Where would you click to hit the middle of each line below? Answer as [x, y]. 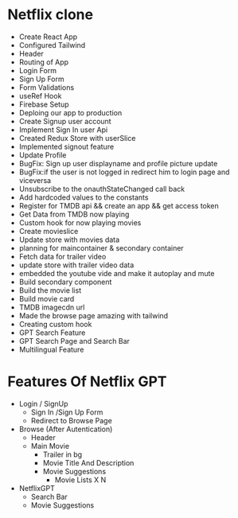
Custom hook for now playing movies [80, 222]
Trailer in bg [62, 454]
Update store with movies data [69, 240]
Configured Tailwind [52, 45]
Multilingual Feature [51, 349]
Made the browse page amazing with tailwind [94, 315]
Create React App [48, 37]
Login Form [38, 70]
